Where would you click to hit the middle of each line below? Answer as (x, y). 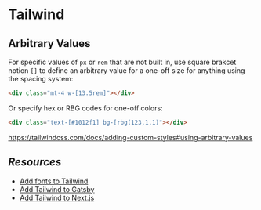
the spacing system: (41, 79)
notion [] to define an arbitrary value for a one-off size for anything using (127, 71)
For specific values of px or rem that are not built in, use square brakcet (122, 62)
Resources (35, 162)
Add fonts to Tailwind (54, 181)
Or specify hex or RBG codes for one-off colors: (85, 108)
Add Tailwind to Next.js (57, 197)
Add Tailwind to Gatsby (57, 189)
